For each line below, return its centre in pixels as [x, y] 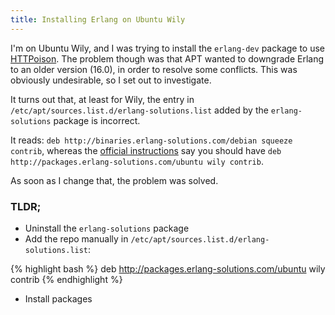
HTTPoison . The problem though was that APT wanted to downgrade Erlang [167, 58]
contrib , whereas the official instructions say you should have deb [146, 150]
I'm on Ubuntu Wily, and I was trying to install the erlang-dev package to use [168, 48]
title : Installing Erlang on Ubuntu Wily [98, 19]
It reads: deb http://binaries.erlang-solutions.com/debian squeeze [151, 140]
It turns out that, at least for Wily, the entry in [102, 99]
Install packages [58, 298]
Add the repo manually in [76, 238]
